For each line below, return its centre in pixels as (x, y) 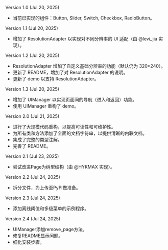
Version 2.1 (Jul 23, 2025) (32, 156)
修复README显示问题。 (38, 236)
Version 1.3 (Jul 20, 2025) (32, 89)
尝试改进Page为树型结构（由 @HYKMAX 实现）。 (64, 167)
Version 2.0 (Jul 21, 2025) (32, 116)
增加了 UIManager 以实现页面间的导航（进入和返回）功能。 (75, 100)
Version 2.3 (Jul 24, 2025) (33, 198)
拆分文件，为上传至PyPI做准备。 (46, 187)
